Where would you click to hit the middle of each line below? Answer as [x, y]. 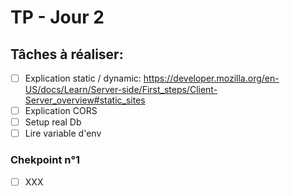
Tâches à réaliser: [67, 54]
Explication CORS [61, 111]
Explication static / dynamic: [83, 78]
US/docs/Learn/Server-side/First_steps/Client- [121, 90]
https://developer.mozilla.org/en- [211, 78]
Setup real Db [53, 122]
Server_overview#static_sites [85, 100]
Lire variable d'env [63, 133]
